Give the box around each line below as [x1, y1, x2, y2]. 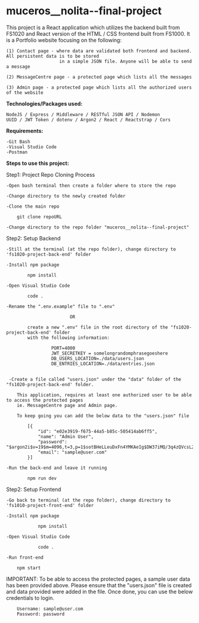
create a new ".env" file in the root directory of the [27, 324, 168, 330]
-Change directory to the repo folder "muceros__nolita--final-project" [6, 224, 190, 230]
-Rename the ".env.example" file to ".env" [6, 303, 115, 309]
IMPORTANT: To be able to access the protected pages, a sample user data [6, 575, 191, 583]
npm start [17, 565, 41, 571]
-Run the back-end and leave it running [6, 465, 108, 471]
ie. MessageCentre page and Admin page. [17, 402, 118, 408]
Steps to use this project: [6, 159, 69, 167]
